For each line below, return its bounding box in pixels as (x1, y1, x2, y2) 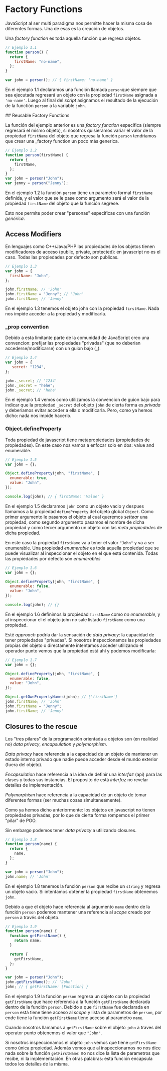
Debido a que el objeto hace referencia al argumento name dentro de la (5, 903, 150, 910)
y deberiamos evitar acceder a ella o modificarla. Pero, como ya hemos (5, 407, 153, 414)
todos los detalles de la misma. (5, 1061, 69, 1067)
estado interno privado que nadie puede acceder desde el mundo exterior (5, 756, 158, 762)
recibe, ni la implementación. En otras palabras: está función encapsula (5, 1055, 153, 1062)
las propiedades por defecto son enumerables (5, 555, 101, 561)
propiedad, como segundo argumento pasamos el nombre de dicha (5, 519, 144, 525)
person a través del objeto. (5, 914, 60, 920)
